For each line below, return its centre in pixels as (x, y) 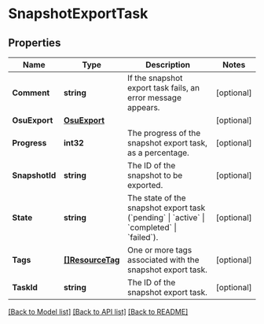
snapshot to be (155, 175)
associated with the (163, 260)
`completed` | (152, 227)
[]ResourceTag (92, 260)
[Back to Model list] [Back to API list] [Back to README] (98, 312)
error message (154, 98)
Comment (31, 93)
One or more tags (159, 250)
